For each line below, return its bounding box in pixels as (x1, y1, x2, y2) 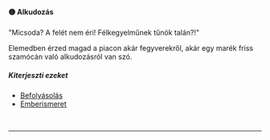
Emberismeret (19, 99, 67, 109)
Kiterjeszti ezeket (8, 70, 68, 80)
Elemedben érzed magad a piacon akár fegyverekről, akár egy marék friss (8, 43, 254, 53)
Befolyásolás (19, 91, 63, 101)
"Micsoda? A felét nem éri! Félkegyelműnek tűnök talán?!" (8, 28, 200, 38)
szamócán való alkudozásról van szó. (8, 52, 133, 62)
